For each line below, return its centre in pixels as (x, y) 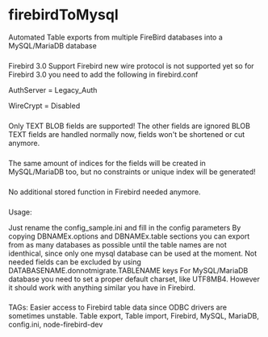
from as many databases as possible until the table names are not (118, 244)
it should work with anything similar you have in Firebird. (102, 287)
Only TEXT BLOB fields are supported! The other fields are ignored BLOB (129, 126)
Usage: (20, 212)
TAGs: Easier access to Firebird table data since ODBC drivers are (118, 307)
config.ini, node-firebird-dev (56, 325)
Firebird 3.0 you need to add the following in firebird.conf (103, 74)
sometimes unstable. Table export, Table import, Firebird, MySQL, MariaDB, (134, 316)
